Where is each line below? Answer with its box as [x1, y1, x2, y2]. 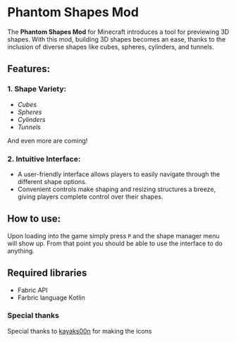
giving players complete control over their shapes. [17, 192, 163, 201]
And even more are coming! [7, 136, 88, 145]
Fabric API [17, 286, 48, 294]
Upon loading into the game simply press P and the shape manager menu [7, 231, 220, 240]
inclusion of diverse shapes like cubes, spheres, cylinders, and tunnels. [7, 42, 214, 51]
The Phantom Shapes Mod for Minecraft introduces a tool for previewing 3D [7, 28, 230, 36]
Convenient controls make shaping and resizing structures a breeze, [17, 185, 216, 193]
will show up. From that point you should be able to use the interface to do [7, 239, 223, 248]
